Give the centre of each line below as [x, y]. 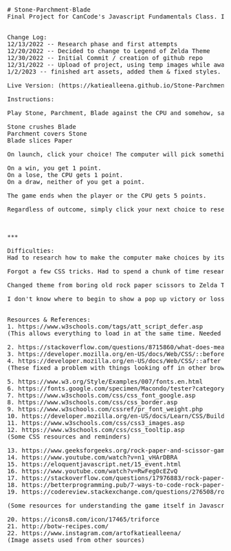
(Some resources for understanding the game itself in [101, 506]
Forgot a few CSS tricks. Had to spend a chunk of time [103, 271]
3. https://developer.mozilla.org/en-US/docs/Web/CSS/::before [116, 354]
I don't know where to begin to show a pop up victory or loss [116, 299]
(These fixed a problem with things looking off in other [107, 368]
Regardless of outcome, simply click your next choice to [107, 209]
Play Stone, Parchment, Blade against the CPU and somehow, [111, 113]
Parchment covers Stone [47, 134]
